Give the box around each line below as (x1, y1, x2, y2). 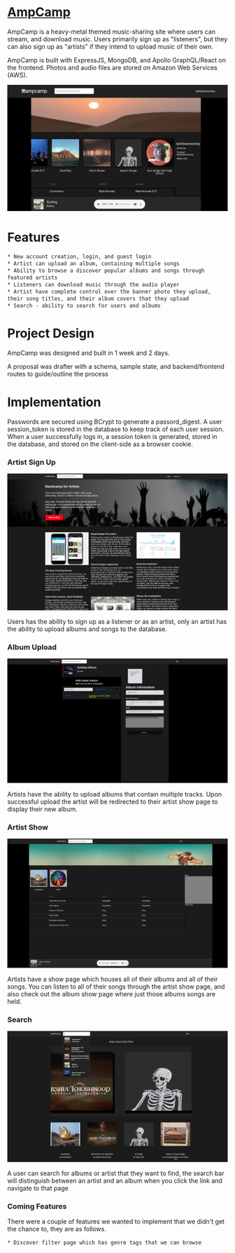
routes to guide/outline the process (7, 370, 108, 379)
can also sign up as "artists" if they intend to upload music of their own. (7, 42, 213, 50)
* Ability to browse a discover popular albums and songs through (7, 267, 205, 274)
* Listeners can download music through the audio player (7, 281, 180, 288)
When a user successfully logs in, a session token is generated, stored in (7, 433, 218, 441)
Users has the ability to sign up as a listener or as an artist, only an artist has (7, 618, 227, 626)
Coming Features (7, 1201, 67, 1211)
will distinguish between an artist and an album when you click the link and (7, 1176, 222, 1185)
